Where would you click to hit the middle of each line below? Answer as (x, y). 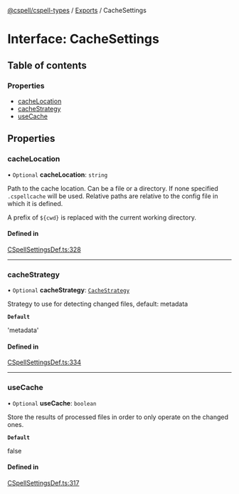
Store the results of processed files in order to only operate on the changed (118, 417)
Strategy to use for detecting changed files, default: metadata (98, 304)
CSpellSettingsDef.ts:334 (44, 362)
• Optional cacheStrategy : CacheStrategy (69, 290)
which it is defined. (35, 203)
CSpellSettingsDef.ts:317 (43, 483)
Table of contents (47, 65)
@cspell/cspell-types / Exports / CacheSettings (77, 10)
